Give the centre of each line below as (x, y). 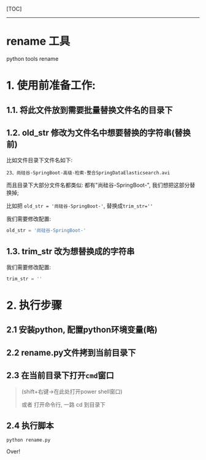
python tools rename (32, 58)
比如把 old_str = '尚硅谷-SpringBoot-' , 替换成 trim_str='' (80, 206)
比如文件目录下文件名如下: (40, 160)
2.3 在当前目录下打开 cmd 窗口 (60, 376)
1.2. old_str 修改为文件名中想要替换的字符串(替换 (99, 132)
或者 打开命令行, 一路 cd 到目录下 (63, 404)
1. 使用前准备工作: (51, 86)
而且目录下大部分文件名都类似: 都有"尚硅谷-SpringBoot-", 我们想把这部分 (98, 185)
